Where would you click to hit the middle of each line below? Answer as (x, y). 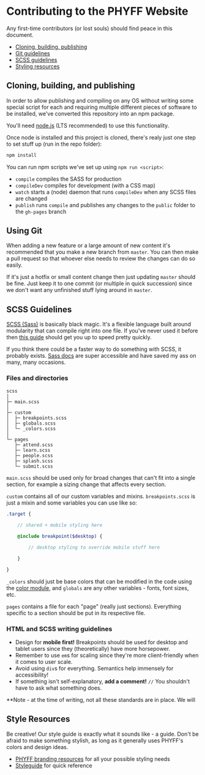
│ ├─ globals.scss (31, 423)
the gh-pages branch (41, 211)
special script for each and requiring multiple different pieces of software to (102, 107)
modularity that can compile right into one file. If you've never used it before (102, 331)
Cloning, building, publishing (51, 47)
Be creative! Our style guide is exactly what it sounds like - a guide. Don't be (102, 734)
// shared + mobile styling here (60, 525)
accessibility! (32, 675)
